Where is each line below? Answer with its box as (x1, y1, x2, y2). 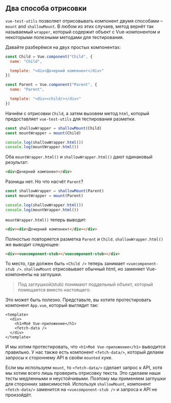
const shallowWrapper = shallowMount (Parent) (5, 189, 104, 194)
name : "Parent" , (10, 87, 45, 92)
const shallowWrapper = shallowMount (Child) (5, 125, 102, 131)
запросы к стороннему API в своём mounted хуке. (5, 355, 113, 361)
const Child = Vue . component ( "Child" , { (5, 54, 93, 59)
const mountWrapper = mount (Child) (5, 131, 81, 136)
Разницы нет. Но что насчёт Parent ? (5, 178, 83, 185)
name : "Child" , (10, 59, 42, 64)
